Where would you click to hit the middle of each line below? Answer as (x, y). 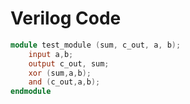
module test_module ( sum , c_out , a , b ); (96, 45)
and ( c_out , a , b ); (64, 82)
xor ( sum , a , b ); (60, 73)
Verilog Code (66, 18)
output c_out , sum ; (69, 63)
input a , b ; (51, 54)
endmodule (31, 92)
